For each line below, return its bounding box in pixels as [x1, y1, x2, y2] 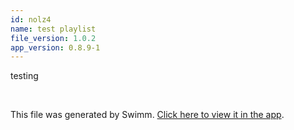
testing [10, 70, 39, 82]
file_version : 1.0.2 [10, 33, 97, 43]
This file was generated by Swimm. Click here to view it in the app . [10, 109, 285, 121]
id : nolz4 [10, 14, 52, 25]
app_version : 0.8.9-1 [10, 42, 101, 53]
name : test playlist [10, 24, 97, 34]
